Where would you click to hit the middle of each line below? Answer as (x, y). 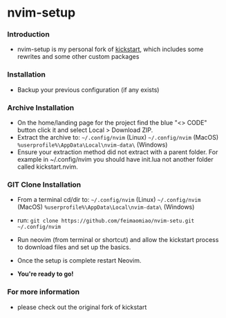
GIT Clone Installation (44, 185)
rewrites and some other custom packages (78, 57)
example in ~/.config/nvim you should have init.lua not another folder (115, 160)
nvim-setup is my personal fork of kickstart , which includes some (110, 49)
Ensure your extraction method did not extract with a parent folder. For (117, 152)
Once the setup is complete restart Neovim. (79, 261)
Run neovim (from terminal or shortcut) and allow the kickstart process (118, 240)
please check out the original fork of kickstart (82, 307)
